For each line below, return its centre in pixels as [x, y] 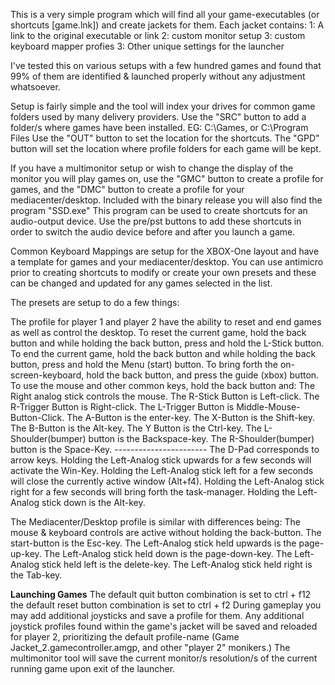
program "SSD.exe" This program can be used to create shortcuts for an [159, 210]
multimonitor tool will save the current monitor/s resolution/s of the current [164, 658]
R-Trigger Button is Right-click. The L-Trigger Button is [122, 407]
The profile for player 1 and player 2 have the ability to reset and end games [166, 322]
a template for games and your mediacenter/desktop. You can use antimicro [167, 262]
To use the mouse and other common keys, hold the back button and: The [163, 385]
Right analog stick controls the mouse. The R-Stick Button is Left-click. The [165, 396]
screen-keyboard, [47, 375]
